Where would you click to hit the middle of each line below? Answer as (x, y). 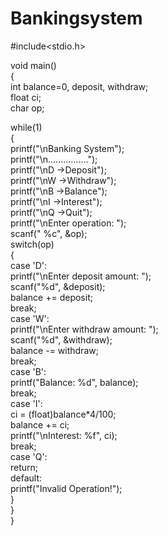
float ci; (26, 97)
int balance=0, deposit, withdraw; (79, 86)
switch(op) (32, 244)
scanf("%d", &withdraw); (61, 339)
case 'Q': (29, 456)
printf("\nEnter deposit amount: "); (81, 276)
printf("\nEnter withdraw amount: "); (84, 329)
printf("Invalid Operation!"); (66, 488)
